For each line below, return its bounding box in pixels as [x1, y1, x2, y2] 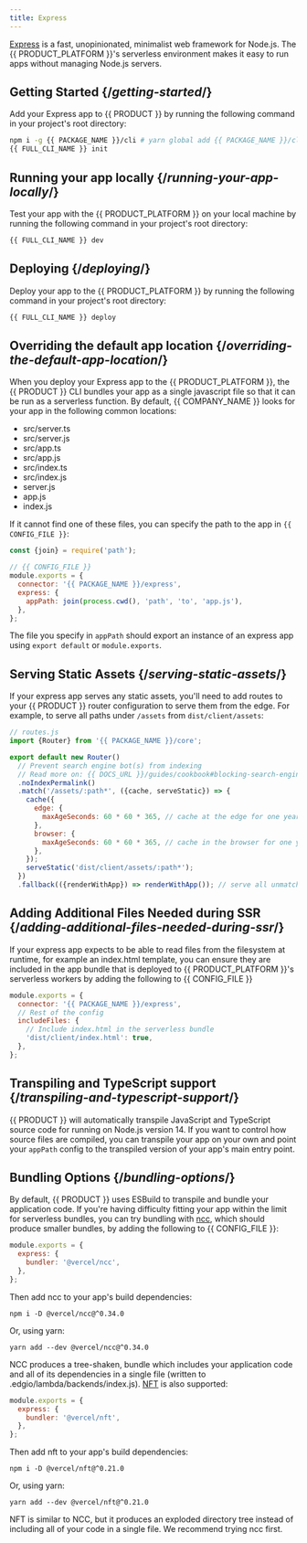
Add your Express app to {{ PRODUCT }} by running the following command [9, 109, 295, 120]
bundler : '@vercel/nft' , [26, 1413, 121, 1422]
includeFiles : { [17, 1016, 79, 1026]
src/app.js [22, 452, 61, 463]
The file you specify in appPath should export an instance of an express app [9, 630, 294, 641]
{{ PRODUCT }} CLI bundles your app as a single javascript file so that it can [9, 386, 296, 398]
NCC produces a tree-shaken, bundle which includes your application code [9, 1358, 293, 1369]
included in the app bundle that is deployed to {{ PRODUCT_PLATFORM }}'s [9, 963, 294, 974]
